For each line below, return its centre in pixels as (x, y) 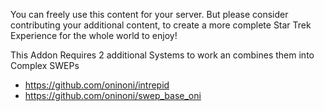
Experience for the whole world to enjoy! (94, 35)
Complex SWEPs (45, 65)
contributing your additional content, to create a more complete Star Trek (161, 25)
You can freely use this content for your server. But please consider (149, 14)
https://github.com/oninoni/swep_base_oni (113, 95)
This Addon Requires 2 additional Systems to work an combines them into (162, 55)
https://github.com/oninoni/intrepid (97, 85)
